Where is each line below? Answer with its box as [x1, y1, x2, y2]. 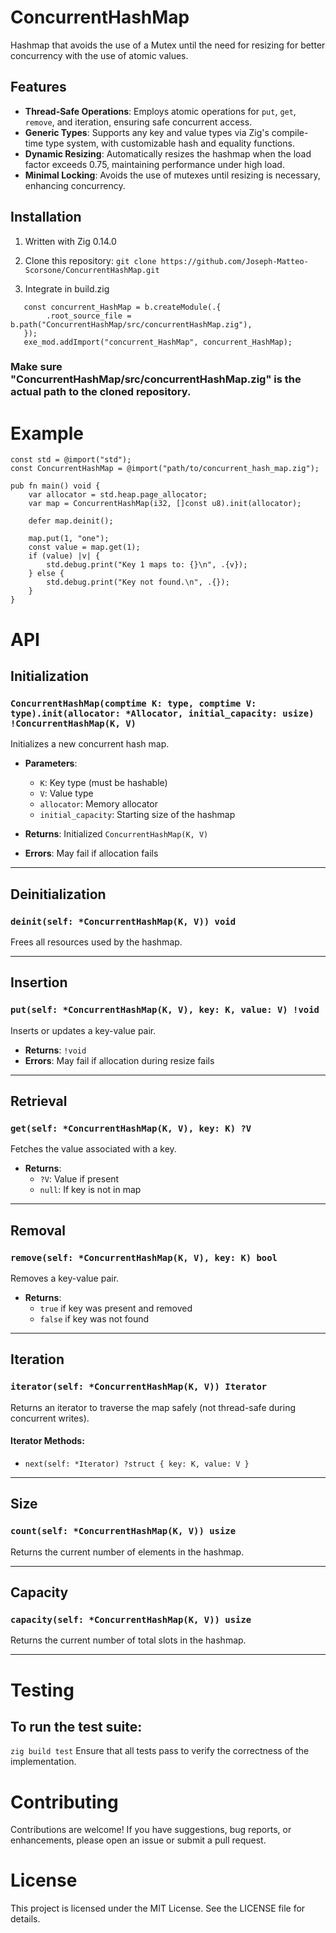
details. [10, 1913, 41, 1925]
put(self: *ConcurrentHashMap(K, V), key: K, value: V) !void [10, 1004, 320, 1016]
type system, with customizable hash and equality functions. [45, 137, 295, 149]
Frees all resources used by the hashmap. [10, 936, 183, 948]
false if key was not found [39, 1313, 150, 1325]
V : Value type [39, 787, 94, 800]
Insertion [10, 974, 68, 991]
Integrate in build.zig [24, 282, 110, 295]
